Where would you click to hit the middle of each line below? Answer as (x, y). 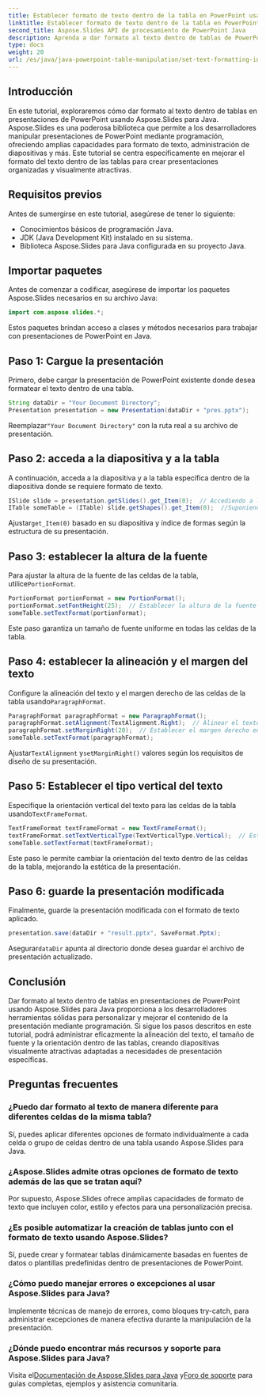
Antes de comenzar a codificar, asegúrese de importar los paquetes (119, 290)
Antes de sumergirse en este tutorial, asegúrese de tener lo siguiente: (122, 214)
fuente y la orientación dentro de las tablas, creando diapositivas (114, 1043)
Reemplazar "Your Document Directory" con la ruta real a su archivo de (123, 425)
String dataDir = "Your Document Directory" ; (84, 403)
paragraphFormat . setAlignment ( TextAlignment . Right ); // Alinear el (123, 723)
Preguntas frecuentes (63, 1085)
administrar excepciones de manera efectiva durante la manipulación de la (130, 1319)
